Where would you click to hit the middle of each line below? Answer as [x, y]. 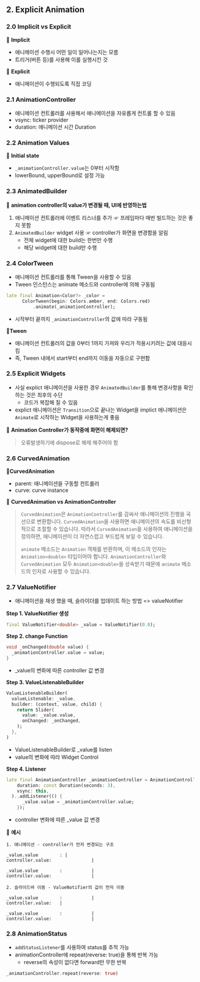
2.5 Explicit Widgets [36, 373]
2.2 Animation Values [38, 142]
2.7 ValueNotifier [31, 587]
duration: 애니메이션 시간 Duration [55, 127]
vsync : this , [33, 791]
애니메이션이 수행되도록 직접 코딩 [53, 83]
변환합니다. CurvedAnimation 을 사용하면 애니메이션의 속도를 [106, 522]
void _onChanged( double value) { [48, 647]
